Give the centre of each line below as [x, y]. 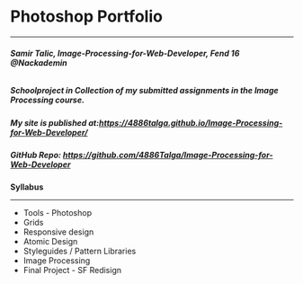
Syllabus [27, 187]
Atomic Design [50, 242]
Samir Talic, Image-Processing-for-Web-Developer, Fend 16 [125, 53]
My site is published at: [55, 122]
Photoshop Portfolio [86, 17]
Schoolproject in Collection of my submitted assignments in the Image [145, 91]
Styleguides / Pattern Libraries [80, 251]
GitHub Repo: [36, 155]
